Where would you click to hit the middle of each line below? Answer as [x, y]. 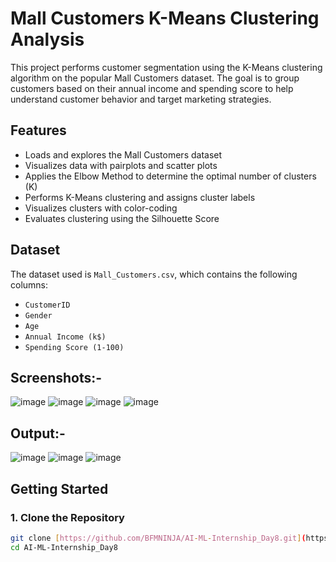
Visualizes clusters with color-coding [101, 208]
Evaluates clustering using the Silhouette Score [122, 218]
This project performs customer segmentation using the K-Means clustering [166, 67]
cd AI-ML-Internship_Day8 [64, 547]
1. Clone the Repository [67, 517]
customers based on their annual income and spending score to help [152, 88]
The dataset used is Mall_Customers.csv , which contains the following [154, 274]
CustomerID [47, 305]
